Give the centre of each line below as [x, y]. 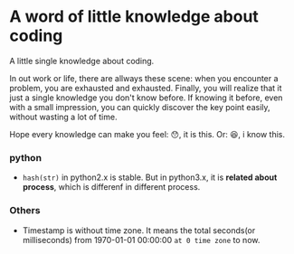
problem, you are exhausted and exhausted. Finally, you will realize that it [146, 88]
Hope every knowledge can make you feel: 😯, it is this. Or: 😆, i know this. [147, 134]
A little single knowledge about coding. [82, 61]
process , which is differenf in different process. [111, 187]
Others [25, 211]
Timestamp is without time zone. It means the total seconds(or [139, 230]
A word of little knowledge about [134, 17]
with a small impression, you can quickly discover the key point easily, [140, 107]
